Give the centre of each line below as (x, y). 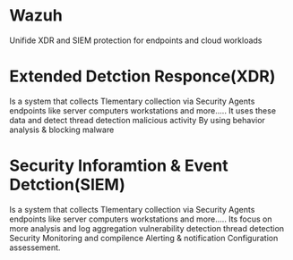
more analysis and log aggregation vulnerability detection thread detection (147, 228)
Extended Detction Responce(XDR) (142, 76)
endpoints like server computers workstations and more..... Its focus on (141, 219)
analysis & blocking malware (62, 130)
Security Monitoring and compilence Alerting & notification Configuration (144, 238)
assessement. (35, 247)
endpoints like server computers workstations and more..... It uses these (142, 110)
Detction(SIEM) (67, 185)
